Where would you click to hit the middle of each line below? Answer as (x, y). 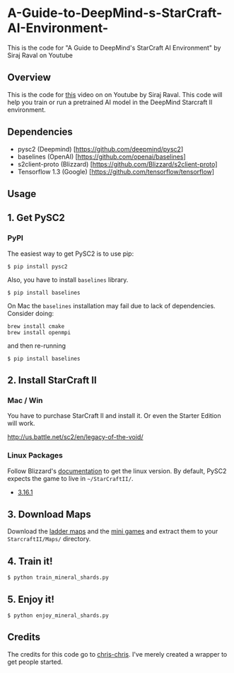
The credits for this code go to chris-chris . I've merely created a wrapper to (117, 654)
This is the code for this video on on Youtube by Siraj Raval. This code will (115, 94)
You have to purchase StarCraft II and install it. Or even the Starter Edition (114, 416)
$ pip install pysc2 (38, 266)
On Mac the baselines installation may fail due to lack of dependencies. (111, 305)
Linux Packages (35, 456)
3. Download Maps (49, 515)
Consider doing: (31, 313)
